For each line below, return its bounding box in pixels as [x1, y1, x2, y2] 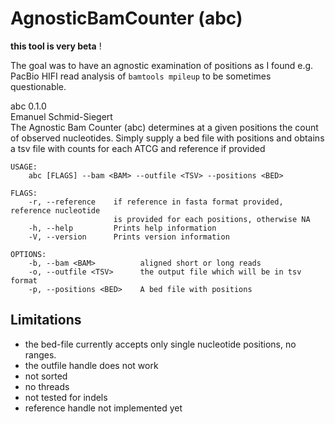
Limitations [10, 312, 82, 329]
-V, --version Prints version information [28, 232, 230, 242]
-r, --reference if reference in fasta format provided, [28, 197, 284, 207]
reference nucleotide [10, 205, 101, 216]
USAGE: [10, 162, 38, 172]
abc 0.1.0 [10, 100, 47, 112]
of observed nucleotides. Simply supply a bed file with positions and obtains [10, 132, 325, 144]
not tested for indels [24, 391, 108, 403]
